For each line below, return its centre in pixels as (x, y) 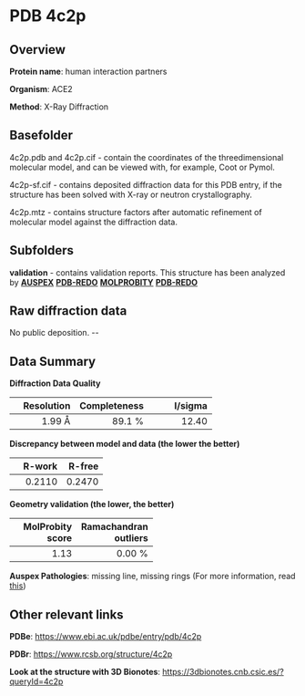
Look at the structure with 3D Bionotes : (85, 672)
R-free (83, 466)
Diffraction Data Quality (55, 383)
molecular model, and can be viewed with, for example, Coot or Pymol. (142, 167)
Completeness (111, 406)
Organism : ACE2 (41, 89)
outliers (131, 538)
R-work (41, 466)
